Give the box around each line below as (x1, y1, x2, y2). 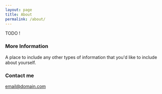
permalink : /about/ (5, 16, 46, 21)
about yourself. (5, 59, 36, 65)
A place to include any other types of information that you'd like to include (5, 54, 158, 60)
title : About (5, 12, 32, 17)
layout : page (5, 7, 32, 12)
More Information (5, 43, 48, 50)
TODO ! (5, 30, 21, 36)
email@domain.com (5, 83, 46, 89)
